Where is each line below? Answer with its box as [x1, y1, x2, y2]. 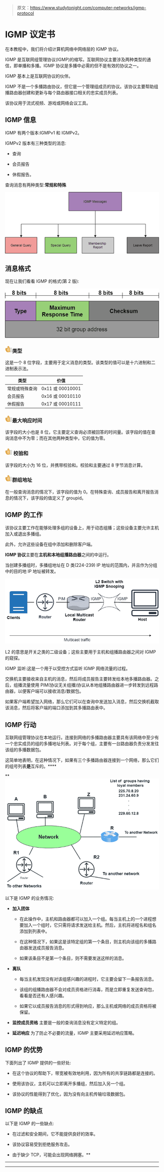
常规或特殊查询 [7, 385, 38, 391]
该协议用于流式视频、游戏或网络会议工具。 [5, 100, 91, 106]
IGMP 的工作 [5, 511, 43, 519]
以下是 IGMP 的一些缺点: [5, 1120, 54, 1126]
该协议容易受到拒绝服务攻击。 [12, 1142, 72, 1147]
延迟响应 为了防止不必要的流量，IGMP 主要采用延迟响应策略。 [12, 1030, 137, 1036]
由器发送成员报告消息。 [19, 944, 67, 951]
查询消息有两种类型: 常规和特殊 [5, 182, 67, 188]
